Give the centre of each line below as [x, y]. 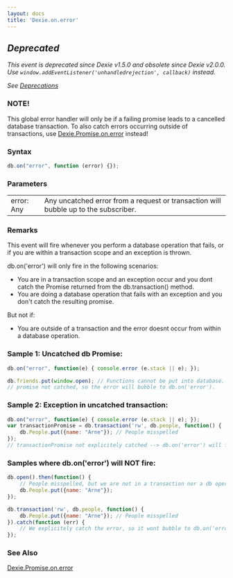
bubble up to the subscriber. [90, 210]
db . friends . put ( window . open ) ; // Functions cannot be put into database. [116, 381]
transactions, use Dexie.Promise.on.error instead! [78, 133]
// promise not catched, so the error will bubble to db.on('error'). [111, 387]
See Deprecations [33, 86]
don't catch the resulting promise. [66, 302]
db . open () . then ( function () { [49, 477]
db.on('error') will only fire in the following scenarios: [83, 266]
